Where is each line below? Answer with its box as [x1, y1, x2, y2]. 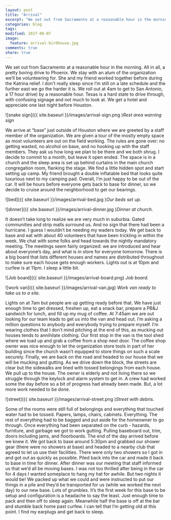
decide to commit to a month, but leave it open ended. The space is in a [5, 154, 156, 160]
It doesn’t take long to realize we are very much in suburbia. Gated [5, 216, 145, 222]
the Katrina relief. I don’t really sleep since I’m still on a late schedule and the [5, 80, 166, 86]
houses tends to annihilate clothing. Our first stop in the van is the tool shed [5, 332, 164, 338]
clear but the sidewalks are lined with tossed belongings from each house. [5, 364, 161, 370]
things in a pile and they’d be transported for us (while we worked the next [5, 481, 161, 487]
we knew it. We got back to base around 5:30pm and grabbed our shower [5, 438, 160, 444]
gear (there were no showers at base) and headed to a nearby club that [5, 444, 155, 450]
